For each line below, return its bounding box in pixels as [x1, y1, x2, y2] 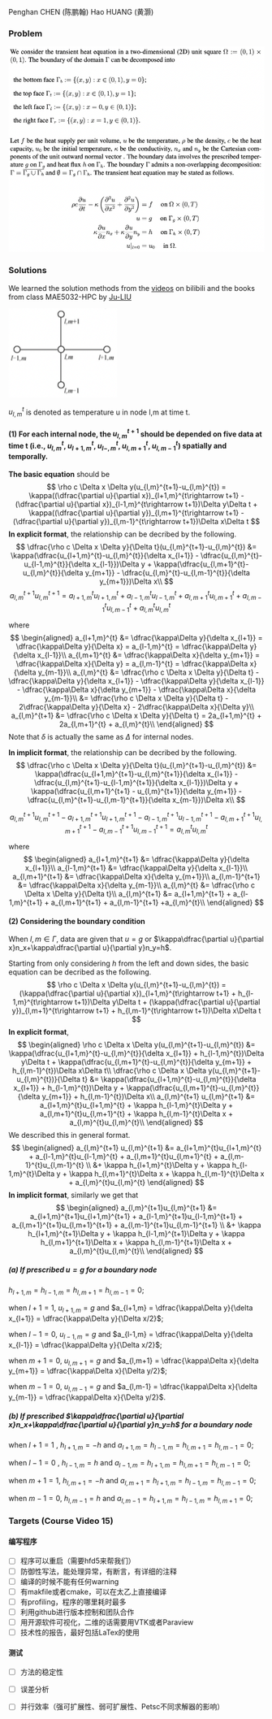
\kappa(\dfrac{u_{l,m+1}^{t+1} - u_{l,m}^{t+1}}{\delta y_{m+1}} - [31, 787, 242, 797]
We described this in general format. [8, 1131, 131, 1140]
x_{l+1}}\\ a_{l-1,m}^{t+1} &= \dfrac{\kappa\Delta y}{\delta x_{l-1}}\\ [24, 863, 248, 873]
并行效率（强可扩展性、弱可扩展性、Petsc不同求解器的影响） [19, 1702, 225, 1712]
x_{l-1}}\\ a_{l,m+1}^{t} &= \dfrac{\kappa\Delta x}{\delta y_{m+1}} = [37, 650, 260, 660]
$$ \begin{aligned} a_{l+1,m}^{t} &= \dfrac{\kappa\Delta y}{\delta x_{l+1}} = [10, 633, 263, 643]
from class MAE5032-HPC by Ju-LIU [8, 292, 132, 302]
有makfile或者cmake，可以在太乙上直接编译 [19, 1587, 167, 1596]
